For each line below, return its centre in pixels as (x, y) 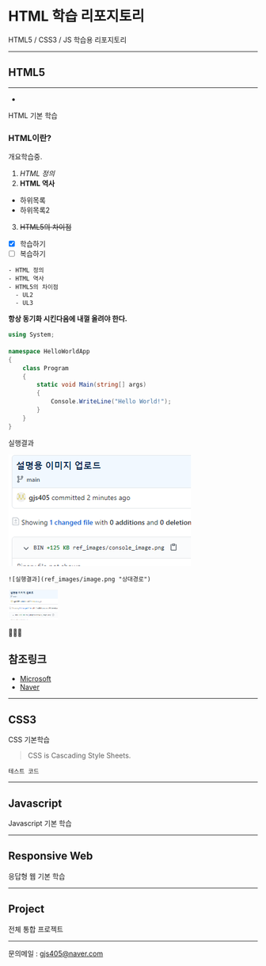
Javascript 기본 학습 (40, 823)
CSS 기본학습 (29, 740)
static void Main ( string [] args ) (92, 385)
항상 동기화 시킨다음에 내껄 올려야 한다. (68, 319)
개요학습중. (25, 157)
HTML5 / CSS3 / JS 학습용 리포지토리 (67, 40)
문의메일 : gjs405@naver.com (56, 953)
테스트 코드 (24, 772)
